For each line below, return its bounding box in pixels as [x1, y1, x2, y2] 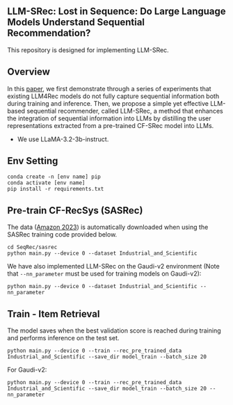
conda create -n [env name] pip [7, 173, 101, 180]
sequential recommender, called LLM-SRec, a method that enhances [26, 106, 224, 115]
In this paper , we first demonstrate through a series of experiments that [7, 84, 211, 93]
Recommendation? [7, 27, 91, 39]
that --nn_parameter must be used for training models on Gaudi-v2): [7, 269, 202, 278]
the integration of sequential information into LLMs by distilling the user [7, 114, 211, 122]
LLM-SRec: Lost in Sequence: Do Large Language [7, 6, 226, 17]
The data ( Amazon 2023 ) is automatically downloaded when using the [7, 223, 209, 232]
